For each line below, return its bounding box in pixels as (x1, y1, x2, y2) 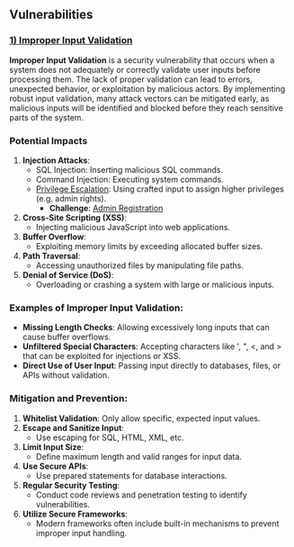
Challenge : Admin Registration (49, 202, 164, 213)
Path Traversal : (22, 250, 81, 261)
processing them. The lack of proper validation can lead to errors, (9, 74, 254, 85)
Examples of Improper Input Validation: (9, 301, 184, 314)
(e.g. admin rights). (35, 193, 107, 203)
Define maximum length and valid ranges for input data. (35, 451, 243, 462)
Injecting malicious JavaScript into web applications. (35, 221, 231, 232)
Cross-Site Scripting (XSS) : (22, 211, 128, 223)
